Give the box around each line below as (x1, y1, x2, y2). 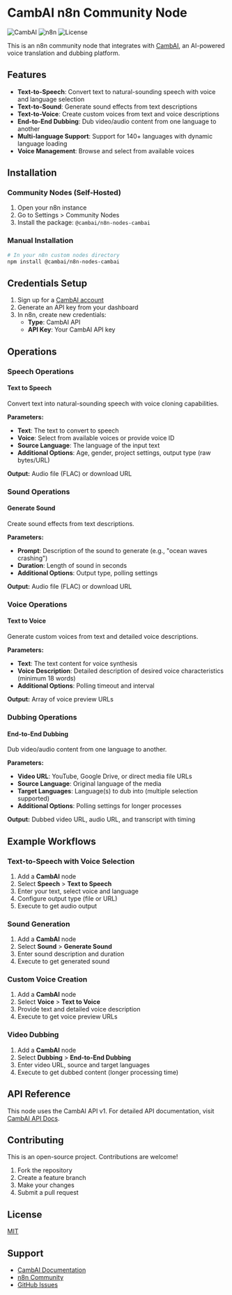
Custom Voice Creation (7, 975, 88, 984)
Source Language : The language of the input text (17, 441, 160, 449)
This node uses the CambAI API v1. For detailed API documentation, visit (7, 1106, 215, 1115)
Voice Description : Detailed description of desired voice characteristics (17, 667, 224, 675)
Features (7, 69, 47, 81)
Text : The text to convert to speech (17, 426, 120, 435)
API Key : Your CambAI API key (27, 325, 116, 334)
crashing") (17, 554, 48, 562)
